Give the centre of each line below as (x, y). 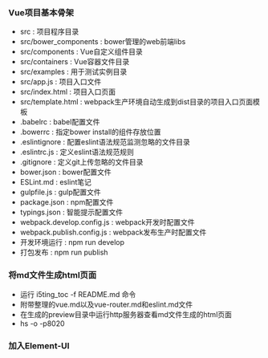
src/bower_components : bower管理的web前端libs (103, 42)
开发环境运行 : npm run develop (72, 242)
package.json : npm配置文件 (67, 202)
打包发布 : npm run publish (64, 252)
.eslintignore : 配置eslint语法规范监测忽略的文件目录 (105, 142)
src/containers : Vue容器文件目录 (75, 62)
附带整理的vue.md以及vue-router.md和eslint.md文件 (106, 304)
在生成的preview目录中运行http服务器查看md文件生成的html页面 (126, 314)
